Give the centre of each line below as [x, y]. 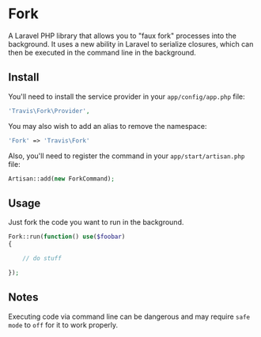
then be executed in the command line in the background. [102, 52]
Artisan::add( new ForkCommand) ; [61, 179]
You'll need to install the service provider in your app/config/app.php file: [127, 97]
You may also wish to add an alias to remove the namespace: [108, 126]
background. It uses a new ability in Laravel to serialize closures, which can [131, 44]
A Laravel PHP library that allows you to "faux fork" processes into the [123, 36]
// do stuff [42, 258]
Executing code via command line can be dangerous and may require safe [129, 316]
